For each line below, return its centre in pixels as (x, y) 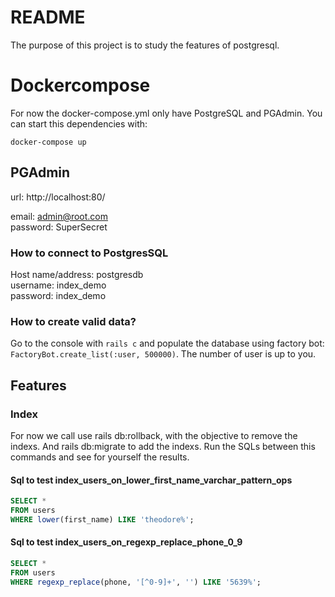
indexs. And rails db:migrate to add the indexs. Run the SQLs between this (163, 446)
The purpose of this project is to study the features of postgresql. (145, 45)
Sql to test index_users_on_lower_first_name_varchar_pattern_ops (151, 480)
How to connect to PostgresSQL (89, 253)
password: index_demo (58, 295)
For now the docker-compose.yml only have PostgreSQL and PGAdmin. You (166, 113)
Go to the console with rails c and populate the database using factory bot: (167, 343)
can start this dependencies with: (79, 123)
